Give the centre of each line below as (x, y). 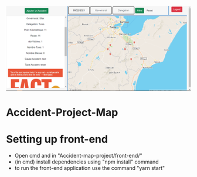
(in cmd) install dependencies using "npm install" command (87, 162)
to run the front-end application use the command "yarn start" (90, 168)
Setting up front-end (57, 139)
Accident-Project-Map (62, 112)
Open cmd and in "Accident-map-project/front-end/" (78, 155)
